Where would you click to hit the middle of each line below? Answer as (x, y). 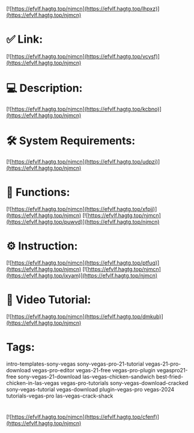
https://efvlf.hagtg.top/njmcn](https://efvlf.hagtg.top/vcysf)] (86, 56)
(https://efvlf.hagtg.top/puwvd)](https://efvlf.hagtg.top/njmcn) (83, 221)
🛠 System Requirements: (71, 141)
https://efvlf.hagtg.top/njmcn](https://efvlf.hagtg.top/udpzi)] (86, 161)
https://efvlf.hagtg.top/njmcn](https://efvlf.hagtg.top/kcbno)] (87, 109)
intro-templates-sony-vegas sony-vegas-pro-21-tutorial (75, 364)
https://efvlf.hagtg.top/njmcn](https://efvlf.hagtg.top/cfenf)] (85, 417)
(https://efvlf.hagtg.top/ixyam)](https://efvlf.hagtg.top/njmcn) (82, 275)
